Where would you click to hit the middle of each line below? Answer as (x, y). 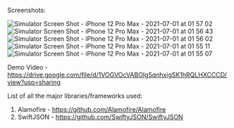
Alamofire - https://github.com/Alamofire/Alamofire (92, 109)
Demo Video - (27, 67)
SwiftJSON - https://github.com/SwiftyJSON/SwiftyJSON (100, 117)
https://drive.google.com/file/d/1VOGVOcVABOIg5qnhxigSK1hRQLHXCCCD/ (117, 75)
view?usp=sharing (34, 82)
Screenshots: (26, 10)
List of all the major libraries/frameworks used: (75, 96)
